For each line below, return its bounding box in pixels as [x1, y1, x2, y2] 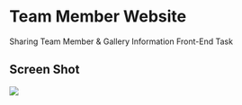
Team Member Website [9, 6, 187, 27]
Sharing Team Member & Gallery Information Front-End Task [9, 36, 234, 47]
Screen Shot [9, 62, 80, 77]
